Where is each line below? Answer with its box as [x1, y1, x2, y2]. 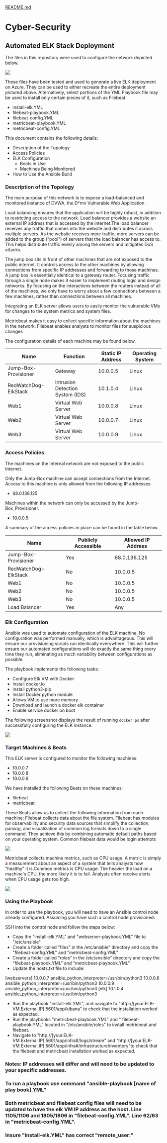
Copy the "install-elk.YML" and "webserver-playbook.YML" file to [12, 934, 146, 940]
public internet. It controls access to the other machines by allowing [5, 262, 144, 268]
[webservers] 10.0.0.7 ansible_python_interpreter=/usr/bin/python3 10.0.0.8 [5, 975, 160, 981]
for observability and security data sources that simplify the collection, [5, 820, 150, 826]
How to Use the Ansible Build [12, 171, 72, 177]
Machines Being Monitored [19, 166, 76, 172]
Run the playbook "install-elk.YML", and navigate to [12, 1001, 118, 1007]
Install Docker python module [12, 691, 73, 697]
